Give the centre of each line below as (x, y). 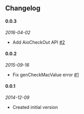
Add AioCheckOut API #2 (39, 42)
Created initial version (35, 107)
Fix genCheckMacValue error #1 (46, 75)
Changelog (23, 8)
